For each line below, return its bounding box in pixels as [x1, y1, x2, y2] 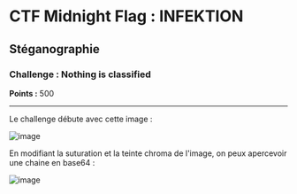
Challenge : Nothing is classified [9, 68, 152, 81]
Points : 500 [9, 88, 55, 98]
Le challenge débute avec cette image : [9, 113, 153, 124]
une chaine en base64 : [9, 157, 95, 167]
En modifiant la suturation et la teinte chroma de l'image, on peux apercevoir [9, 148, 287, 159]
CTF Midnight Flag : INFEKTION [9, 6, 244, 27]
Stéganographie [9, 42, 100, 57]
